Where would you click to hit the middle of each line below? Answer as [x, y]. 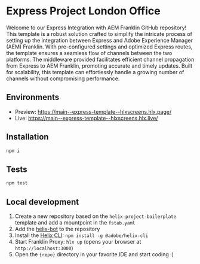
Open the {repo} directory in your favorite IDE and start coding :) [94, 254]
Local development [43, 202]
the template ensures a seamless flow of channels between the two [89, 53]
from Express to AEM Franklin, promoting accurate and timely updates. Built [99, 66]
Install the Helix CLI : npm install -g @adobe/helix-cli [81, 235]
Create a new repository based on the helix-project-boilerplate [96, 216]
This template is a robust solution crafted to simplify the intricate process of [99, 34]
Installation [27, 137]
